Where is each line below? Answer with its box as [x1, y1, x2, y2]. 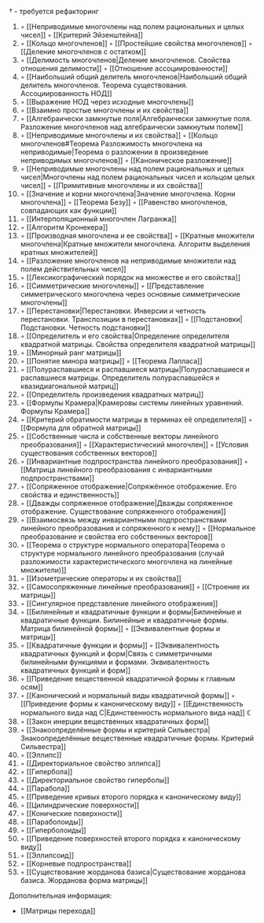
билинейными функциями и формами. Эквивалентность [20, 657, 210, 666]
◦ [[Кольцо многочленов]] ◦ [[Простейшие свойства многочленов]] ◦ [20, 39, 253, 48]
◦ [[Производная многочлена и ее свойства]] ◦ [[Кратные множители [20, 231, 255, 240]
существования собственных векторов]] [20, 449, 158, 457]
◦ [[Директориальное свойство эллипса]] [20, 759, 161, 768]
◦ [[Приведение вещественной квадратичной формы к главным [20, 674, 236, 683]
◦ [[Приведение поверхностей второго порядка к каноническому [20, 834, 241, 843]
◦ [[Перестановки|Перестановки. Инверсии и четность [20, 306, 207, 316]
